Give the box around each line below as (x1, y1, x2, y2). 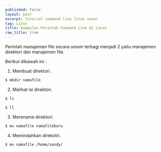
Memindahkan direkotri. (12, 132, 61, 138)
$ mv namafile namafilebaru (5, 123, 63, 128)
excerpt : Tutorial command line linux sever (5, 16, 98, 21)
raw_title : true (5, 30, 39, 35)
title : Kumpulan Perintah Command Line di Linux (5, 26, 107, 31)
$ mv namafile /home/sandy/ (5, 142, 63, 147)
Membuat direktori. (12, 68, 51, 74)
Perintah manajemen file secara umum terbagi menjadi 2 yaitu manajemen (5, 44, 157, 49)
